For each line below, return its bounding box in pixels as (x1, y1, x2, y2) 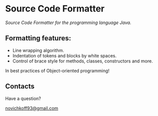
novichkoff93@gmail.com (5, 105, 59, 111)
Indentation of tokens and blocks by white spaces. (12, 52, 117, 58)
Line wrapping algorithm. (12, 47, 64, 53)
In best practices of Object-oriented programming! (5, 67, 110, 73)
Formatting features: (5, 34, 71, 42)
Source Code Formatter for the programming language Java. (5, 19, 131, 25)
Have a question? (5, 95, 41, 101)
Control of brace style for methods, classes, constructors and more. (12, 58, 153, 64)
